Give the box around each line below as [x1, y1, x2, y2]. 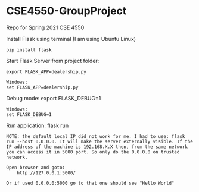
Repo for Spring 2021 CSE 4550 [6, 24, 85, 31]
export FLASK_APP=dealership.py [6, 68, 86, 75]
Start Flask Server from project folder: [6, 57, 99, 64]
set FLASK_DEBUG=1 [6, 111, 52, 117]
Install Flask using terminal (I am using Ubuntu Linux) [6, 35, 136, 42]
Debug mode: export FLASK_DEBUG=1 [6, 95, 101, 102]
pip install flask [6, 46, 52, 53]
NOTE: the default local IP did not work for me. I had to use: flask [6, 133, 185, 139]
